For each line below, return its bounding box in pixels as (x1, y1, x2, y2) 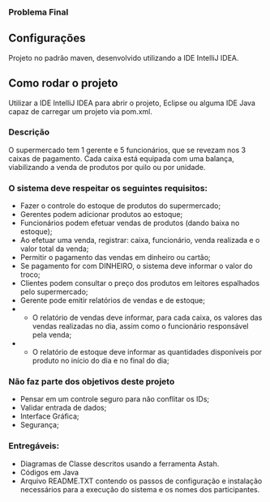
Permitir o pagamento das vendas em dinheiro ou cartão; (19, 253, 211, 262)
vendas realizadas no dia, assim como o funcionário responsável (32, 321, 249, 331)
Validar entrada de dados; (19, 403, 107, 413)
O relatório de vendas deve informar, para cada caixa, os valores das (32, 313, 263, 322)
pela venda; (32, 330, 72, 340)
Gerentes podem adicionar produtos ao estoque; (19, 210, 183, 219)
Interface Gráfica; (19, 411, 79, 421)
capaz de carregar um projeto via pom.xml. (8, 106, 152, 116)
